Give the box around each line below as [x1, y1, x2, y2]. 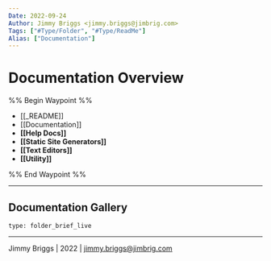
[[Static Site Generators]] [19, 137, 107, 147]
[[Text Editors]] [19, 146, 73, 155]
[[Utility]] [19, 154, 52, 164]
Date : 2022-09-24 [8, 11, 67, 20]
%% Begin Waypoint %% [8, 96, 93, 106]
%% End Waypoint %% [8, 170, 86, 180]
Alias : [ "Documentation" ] [8, 34, 95, 43]
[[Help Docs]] [19, 128, 67, 138]
